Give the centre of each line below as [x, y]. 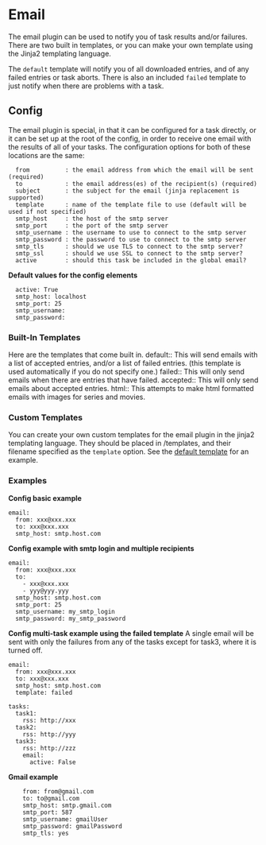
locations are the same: [46, 155]
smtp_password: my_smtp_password [71, 618]
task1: [26, 713]
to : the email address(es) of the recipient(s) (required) [137, 184]
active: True [37, 289]
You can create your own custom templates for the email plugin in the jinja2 [131, 435]
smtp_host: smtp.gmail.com [67, 805]
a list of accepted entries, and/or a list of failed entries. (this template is [125, 363]
